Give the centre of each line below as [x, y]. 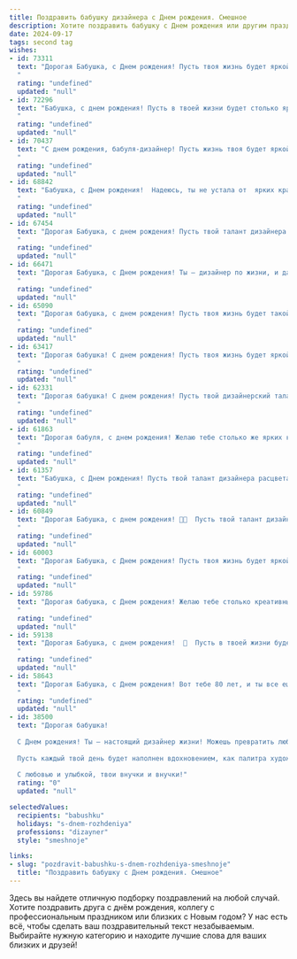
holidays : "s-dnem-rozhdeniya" [75, 824]
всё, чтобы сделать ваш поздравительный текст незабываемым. [132, 925]
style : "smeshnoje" [53, 840]
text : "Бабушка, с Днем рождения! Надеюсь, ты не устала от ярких [146, 190]
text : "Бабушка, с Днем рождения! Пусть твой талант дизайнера [136, 478]
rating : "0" [39, 783]
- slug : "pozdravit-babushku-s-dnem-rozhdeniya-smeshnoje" [120, 864]
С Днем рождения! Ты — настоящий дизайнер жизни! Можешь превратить [146, 742]
